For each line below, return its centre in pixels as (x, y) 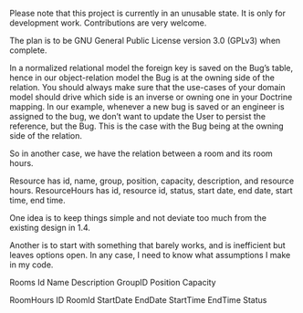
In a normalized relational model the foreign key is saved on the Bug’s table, (151, 68)
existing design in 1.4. (50, 228)
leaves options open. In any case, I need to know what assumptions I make (150, 255)
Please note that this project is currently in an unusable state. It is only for (147, 13)
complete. (28, 50)
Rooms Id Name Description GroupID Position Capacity (113, 282)
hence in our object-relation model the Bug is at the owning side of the (142, 78)
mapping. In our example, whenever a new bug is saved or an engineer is (147, 107)
